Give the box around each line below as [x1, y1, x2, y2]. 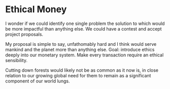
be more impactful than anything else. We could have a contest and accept [5, 25, 162, 32]
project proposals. [5, 31, 44, 37]
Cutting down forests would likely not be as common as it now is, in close [5, 67, 159, 73]
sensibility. [5, 57, 28, 63]
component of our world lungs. [5, 78, 70, 84]
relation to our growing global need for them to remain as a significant [5, 72, 151, 78]
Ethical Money [5, 4, 67, 15]
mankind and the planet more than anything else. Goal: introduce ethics [5, 46, 155, 52]
